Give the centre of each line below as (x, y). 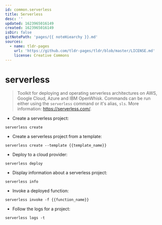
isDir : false (18, 32)
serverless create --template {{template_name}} (56, 145)
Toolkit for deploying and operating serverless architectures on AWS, (87, 93)
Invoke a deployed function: (40, 191)
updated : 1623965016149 (30, 23)
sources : (14, 42)
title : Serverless (24, 14)
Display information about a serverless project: (60, 173)
